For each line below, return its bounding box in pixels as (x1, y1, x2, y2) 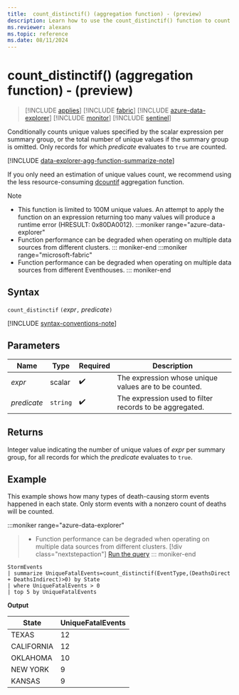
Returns (7, 426, 44, 438)
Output (7, 601, 29, 610)
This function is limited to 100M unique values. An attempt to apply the (17, 206, 225, 214)
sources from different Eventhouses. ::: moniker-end (17, 266, 171, 275)
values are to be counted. (117, 381, 203, 391)
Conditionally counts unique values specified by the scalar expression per (7, 127, 224, 136)
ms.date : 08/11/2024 (7, 37, 69, 44)
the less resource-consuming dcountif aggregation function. (7, 178, 185, 186)
